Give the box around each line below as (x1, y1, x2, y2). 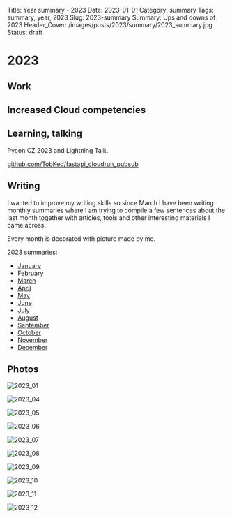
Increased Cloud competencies (7, 104, 146, 116)
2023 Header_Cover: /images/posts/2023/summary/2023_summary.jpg (7, 21, 212, 29)
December (17, 343, 48, 351)
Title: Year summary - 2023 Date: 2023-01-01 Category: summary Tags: (7, 6, 214, 14)
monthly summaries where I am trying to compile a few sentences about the (7, 206, 225, 214)
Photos (7, 363, 39, 375)
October (17, 328, 42, 336)
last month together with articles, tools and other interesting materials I (7, 213, 210, 222)
